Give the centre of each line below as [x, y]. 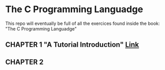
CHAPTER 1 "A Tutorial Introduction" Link [72, 45]
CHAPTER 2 [25, 62]
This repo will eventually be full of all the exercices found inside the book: [82, 23]
